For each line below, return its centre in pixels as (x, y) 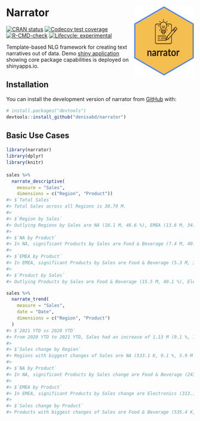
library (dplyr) (25, 156)
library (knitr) (25, 163)
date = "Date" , (36, 312)
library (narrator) (29, 150)
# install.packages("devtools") (46, 111)
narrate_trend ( (30, 299)
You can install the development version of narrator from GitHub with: (91, 99)
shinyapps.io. (23, 66)
